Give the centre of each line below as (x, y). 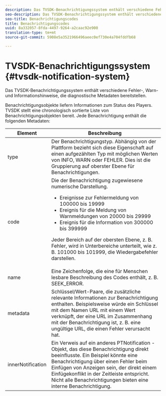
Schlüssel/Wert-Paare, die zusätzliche (96, 291)
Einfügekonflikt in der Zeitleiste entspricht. (100, 374)
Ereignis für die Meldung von (93, 210)
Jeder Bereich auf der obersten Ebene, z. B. (102, 239)
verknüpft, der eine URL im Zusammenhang (102, 316)
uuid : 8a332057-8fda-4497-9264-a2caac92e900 (52, 28)
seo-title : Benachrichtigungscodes (42, 19)
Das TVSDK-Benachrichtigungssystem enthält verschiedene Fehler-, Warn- (82, 90)
